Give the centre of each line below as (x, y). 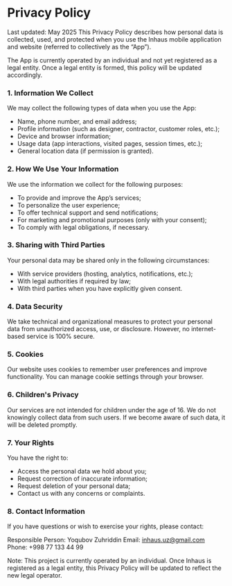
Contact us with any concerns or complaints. (81, 494)
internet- (204, 329)
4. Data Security (35, 306)
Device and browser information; (64, 136)
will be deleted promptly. (42, 424)
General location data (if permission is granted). (85, 151)
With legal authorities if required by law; (74, 281)
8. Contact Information (46, 511)
